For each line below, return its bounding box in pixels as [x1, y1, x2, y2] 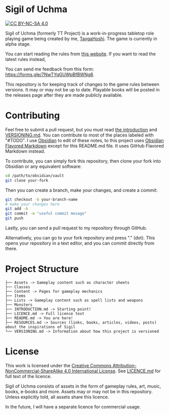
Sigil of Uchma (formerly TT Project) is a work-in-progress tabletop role [5, 30, 154, 36]
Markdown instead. [5, 148, 45, 154]
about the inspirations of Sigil [5, 324, 76, 329]
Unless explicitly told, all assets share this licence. [5, 394, 109, 400]
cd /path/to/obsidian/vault [5, 173, 65, 178]
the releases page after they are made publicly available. [5, 92, 123, 98]
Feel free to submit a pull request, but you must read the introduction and [5, 126, 157, 132]
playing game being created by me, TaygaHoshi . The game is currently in [5, 36, 157, 42]
